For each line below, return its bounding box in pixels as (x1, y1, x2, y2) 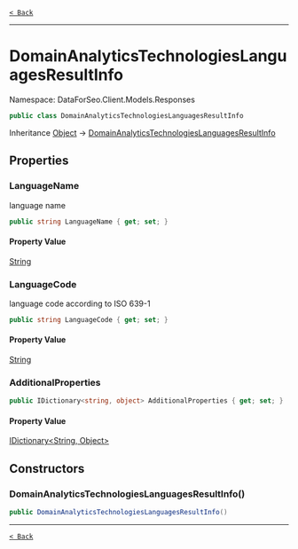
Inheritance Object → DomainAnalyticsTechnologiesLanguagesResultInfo (9, 127, 277, 137)
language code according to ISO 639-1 (9, 298, 151, 309)
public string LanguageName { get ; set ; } (9, 217, 169, 226)
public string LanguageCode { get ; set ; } (9, 315, 169, 324)
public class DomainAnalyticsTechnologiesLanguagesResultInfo (9, 111, 244, 120)
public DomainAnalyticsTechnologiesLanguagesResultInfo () (9, 508, 228, 517)
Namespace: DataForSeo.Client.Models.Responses (9, 94, 195, 105)
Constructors (9, 461, 85, 476)
